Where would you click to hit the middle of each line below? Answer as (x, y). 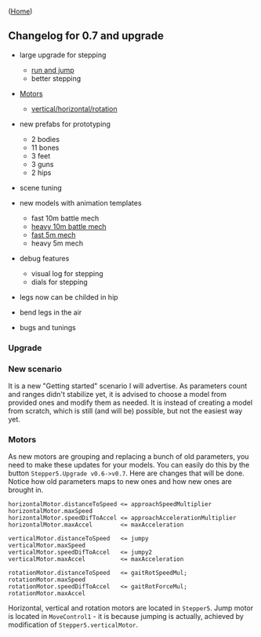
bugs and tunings (47, 327)
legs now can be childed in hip (69, 297)
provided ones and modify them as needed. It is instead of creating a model (130, 402)
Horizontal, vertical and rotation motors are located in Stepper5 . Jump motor (131, 608)
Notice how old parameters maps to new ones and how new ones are (120, 482)
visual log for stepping (67, 273)
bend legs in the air (51, 312)
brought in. (26, 490)
